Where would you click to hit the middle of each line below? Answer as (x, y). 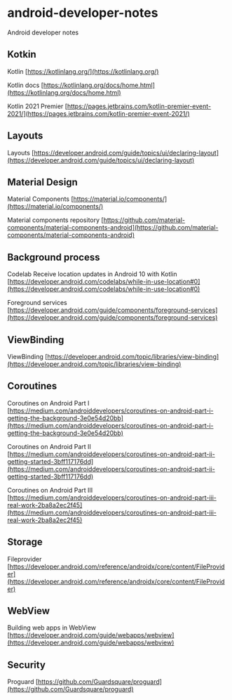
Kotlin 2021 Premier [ (37, 106)
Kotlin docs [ (26, 85)
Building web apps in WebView (52, 628)
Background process (54, 257)
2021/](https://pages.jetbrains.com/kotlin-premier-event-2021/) (99, 113)
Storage (25, 542)
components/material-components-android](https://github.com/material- (113, 228)
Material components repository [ (55, 220)
